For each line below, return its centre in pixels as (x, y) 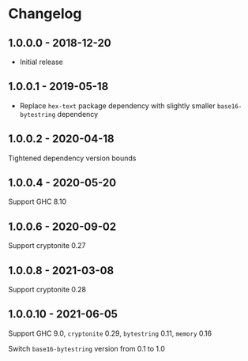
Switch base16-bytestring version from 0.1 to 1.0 (87, 348)
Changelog (45, 14)
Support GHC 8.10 (38, 201)
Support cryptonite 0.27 (47, 246)
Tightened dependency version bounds (72, 158)
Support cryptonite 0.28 (47, 290)
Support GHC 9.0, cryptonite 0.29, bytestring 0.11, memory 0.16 (110, 333)
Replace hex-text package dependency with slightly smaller (117, 105)
